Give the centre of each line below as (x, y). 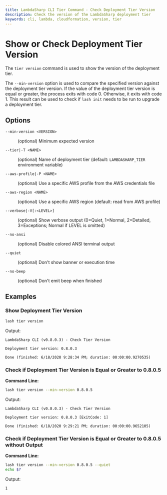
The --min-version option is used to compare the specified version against (82, 83)
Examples (21, 296)
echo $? (13, 470)
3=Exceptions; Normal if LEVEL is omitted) (61, 225)
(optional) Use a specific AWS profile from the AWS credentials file (86, 183)
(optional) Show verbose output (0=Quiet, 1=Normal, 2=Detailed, (84, 220)
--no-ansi (15, 235)
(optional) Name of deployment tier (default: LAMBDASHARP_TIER (81, 159)
